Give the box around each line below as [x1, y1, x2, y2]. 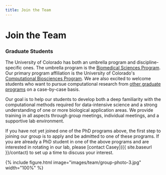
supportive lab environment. [5, 118, 65, 124]
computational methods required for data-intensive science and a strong [5, 102, 158, 108]
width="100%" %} [5, 165, 44, 171]
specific [5, 65, 22, 71]
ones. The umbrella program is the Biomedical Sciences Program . [23, 65, 161, 71]
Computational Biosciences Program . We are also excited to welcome [5, 76, 151, 82]
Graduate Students [5, 47, 53, 55]
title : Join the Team [5, 7, 51, 13]
